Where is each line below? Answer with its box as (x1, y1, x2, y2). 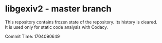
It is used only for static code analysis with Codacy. (5, 24, 108, 30)
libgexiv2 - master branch (5, 3, 112, 14)
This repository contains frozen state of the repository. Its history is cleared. (5, 19, 157, 25)
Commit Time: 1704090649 (5, 33, 60, 39)
